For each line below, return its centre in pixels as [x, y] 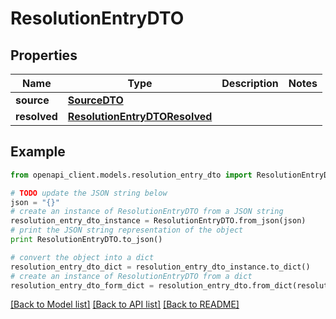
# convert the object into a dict [82, 257]
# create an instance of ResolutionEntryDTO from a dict [131, 276]
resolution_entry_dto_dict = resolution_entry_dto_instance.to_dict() [160, 267]
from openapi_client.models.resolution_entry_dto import [131, 175]
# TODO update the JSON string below [89, 193]
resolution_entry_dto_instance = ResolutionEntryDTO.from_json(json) [158, 221]
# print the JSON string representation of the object [127, 230]
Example [38, 152]
